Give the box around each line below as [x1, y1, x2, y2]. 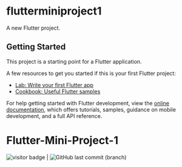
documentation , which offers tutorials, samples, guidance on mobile [6, 106, 176, 113]
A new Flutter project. [6, 24, 61, 31]
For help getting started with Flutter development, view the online [6, 99, 170, 106]
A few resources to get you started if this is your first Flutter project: [6, 70, 176, 77]
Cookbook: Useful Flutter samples [15, 88, 101, 95]
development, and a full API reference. [6, 112, 103, 119]
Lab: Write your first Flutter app [15, 81, 94, 88]
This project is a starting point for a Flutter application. [6, 57, 142, 65]
